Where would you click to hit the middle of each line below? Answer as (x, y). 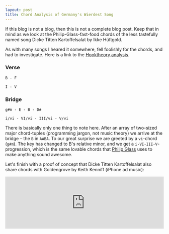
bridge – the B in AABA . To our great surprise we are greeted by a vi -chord (81, 139)
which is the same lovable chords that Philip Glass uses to (92, 149)
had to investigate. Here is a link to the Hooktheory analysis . (67, 54)
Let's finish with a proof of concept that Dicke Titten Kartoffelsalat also (78, 164)
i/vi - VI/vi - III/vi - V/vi (37, 119)
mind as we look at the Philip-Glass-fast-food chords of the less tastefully (82, 34)
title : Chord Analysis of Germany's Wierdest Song (59, 15)
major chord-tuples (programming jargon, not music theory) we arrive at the (84, 133)
